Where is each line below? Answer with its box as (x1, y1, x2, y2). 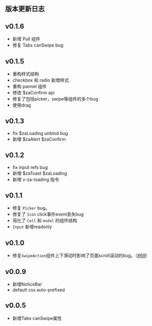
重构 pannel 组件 (12, 83, 47, 89)
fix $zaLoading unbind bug (12, 130, 68, 136)
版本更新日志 (5, 4, 45, 13)
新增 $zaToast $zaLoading (12, 170, 67, 176)
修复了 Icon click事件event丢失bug (12, 211, 84, 217)
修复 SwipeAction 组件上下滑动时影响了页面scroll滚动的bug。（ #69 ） (12, 252, 150, 258)
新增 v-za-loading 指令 (12, 176, 59, 182)
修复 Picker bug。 (12, 205, 50, 211)
